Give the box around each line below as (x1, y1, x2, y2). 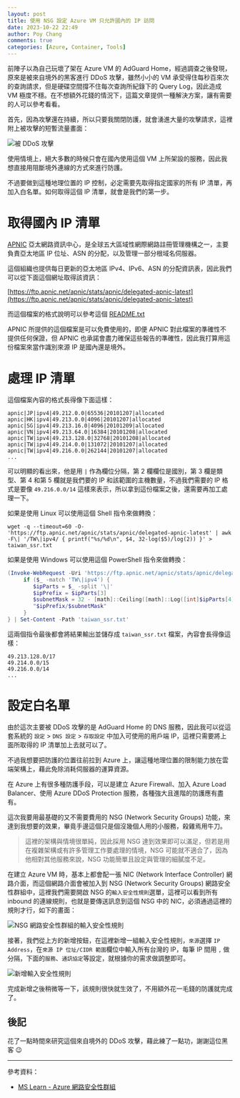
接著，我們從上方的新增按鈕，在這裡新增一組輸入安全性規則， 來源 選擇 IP (7, 936, 221, 944)
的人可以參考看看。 (7, 100, 64, 108)
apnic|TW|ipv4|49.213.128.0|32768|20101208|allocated (7, 434, 171, 441)
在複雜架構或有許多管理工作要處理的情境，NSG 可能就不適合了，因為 (24, 846, 229, 854)
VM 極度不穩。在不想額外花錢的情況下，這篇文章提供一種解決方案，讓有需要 (7, 91, 232, 99)
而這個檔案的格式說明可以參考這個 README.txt (7, 309, 145, 318)
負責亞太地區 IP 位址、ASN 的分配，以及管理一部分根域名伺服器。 (7, 249, 201, 257)
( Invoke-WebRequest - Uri (7, 569, 81, 577)
